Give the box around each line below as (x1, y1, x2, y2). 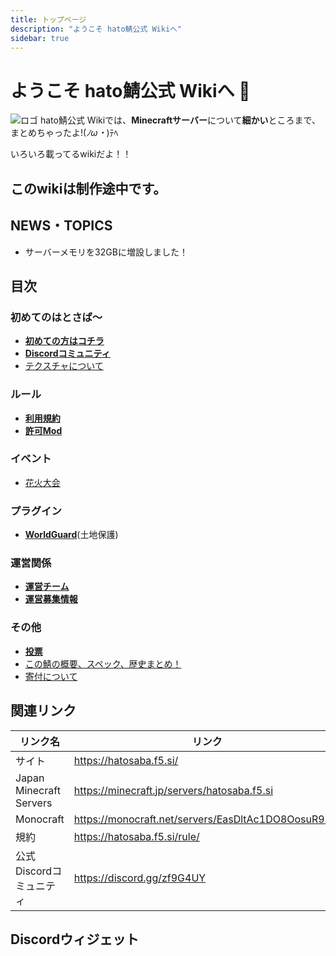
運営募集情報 (24, 593, 78, 605)
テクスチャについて (24, 360, 104, 372)
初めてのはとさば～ (10, 310, 103, 324)
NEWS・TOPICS (10, 217, 113, 235)
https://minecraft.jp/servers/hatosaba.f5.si (73, 783, 274, 797)
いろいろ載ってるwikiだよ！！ (10, 148, 132, 160)
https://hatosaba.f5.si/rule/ (73, 829, 200, 843)
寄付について (24, 670, 78, 682)
